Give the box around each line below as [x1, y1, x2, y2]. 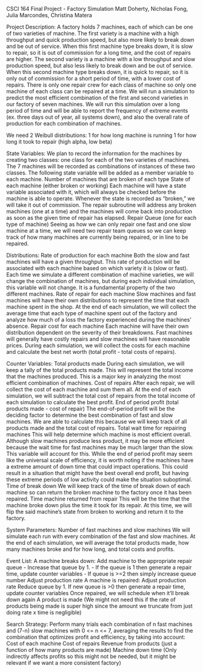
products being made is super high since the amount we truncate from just [6, 602, 193, 610]
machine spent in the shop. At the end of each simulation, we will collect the [6, 303, 196, 310]
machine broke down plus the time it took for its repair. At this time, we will [6, 502, 192, 508]
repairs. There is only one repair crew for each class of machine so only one [6, 81, 197, 88]
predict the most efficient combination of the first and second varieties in [6, 94, 189, 101]
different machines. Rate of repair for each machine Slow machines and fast [6, 290, 196, 298]
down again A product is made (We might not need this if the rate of [6, 596, 176, 603]
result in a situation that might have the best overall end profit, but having [6, 470, 189, 476]
